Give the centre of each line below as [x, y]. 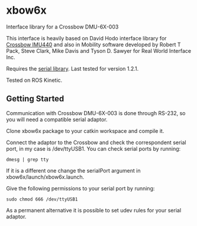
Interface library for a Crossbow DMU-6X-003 [62, 27]
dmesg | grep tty [28, 160]
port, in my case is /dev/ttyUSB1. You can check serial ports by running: [93, 148]
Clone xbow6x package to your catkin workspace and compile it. [85, 130]
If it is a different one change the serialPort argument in [73, 170]
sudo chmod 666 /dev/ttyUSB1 [42, 199]
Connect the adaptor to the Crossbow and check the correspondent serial [96, 142]
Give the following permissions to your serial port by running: [80, 188]
